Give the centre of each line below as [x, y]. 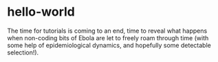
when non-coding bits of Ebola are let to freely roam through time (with [108, 37]
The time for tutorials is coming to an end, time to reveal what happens [107, 31]
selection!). [23, 52]
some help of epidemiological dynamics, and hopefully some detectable [109, 45]
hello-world [41, 12]
